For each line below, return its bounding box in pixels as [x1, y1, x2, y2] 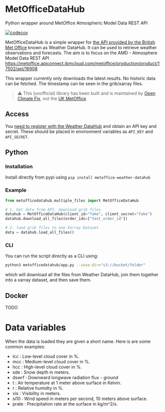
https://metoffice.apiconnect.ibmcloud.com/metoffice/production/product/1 [5, 60, 160, 66]
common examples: [5, 343, 46, 349]
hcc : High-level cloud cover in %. [12, 364, 82, 370]
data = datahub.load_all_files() [5, 230, 75, 235]
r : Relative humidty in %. [12, 385, 64, 391]
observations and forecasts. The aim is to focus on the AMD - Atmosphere [5, 50, 158, 56]
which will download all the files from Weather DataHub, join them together [5, 272, 159, 278]
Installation [5, 163, 33, 170]
